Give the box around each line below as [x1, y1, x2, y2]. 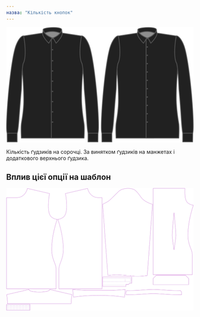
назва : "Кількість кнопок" [6, 10, 73, 15]
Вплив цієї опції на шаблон [6, 172, 111, 182]
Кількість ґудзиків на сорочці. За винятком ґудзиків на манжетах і [6, 148, 175, 156]
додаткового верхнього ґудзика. [6, 155, 89, 162]
